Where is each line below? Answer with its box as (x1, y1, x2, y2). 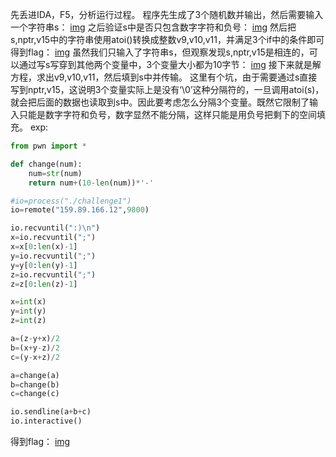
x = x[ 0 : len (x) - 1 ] (10, 242, 78, 252)
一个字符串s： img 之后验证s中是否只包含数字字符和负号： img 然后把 (10, 21, 297, 33)
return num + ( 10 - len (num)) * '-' (28, 178, 155, 188)
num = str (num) (28, 168, 83, 178)
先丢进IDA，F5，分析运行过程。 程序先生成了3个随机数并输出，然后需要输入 (10, 9, 324, 20)
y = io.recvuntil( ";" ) (10, 251, 97, 261)
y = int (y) (10, 306, 47, 317)
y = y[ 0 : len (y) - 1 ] (10, 260, 78, 270)
